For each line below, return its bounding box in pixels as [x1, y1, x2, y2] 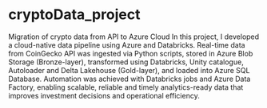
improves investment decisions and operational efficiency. [8, 91, 200, 100]
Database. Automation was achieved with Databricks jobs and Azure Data [8, 74, 251, 83]
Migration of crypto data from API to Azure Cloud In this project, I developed [8, 32, 260, 41]
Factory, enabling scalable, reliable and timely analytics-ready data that [8, 82, 244, 92]
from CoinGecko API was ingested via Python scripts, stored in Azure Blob [8, 48, 253, 58]
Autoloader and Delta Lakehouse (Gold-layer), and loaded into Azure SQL [8, 65, 250, 75]
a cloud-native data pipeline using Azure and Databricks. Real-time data [8, 40, 245, 49]
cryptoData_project [8, 6, 141, 24]
